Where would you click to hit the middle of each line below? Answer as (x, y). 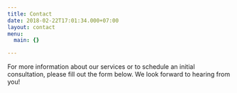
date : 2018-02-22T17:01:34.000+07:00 (63, 21)
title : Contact (30, 14)
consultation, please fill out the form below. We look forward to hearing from (119, 75)
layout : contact (31, 27)
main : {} (27, 40)
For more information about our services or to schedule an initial (101, 67)
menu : (15, 34)
